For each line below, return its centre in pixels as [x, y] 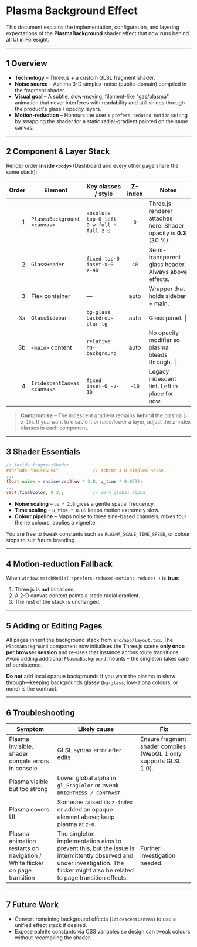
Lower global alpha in [86, 778]
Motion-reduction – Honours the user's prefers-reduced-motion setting [101, 115]
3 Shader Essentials [43, 451]
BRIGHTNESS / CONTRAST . [89, 793]
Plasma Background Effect [72, 11]
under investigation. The [91, 863]
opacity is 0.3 [167, 233]
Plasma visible [29, 782]
